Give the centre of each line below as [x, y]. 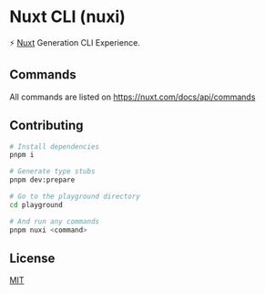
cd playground [36, 205]
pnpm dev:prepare [42, 180]
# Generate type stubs [52, 172]
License [32, 258]
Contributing [46, 126]
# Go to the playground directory [75, 197]
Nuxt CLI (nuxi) [67, 17]
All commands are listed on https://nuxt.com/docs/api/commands [132, 97]
